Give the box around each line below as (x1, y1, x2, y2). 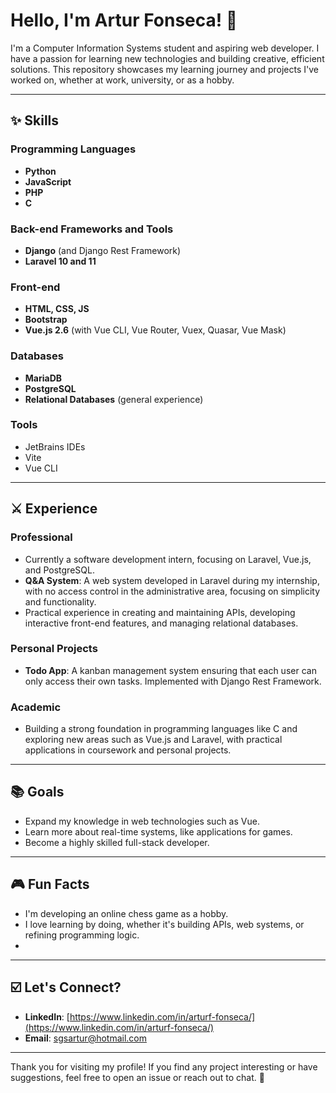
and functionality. (24, 595, 97, 608)
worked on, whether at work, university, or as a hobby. (10, 74, 235, 86)
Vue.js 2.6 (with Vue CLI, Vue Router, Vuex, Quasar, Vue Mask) (24, 324, 287, 336)
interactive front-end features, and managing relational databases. (24, 617, 299, 629)
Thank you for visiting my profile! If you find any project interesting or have (10, 1060, 318, 1073)
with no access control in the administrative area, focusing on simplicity (24, 585, 321, 597)
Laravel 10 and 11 (24, 255, 97, 267)
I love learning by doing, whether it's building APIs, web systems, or (24, 918, 305, 930)
